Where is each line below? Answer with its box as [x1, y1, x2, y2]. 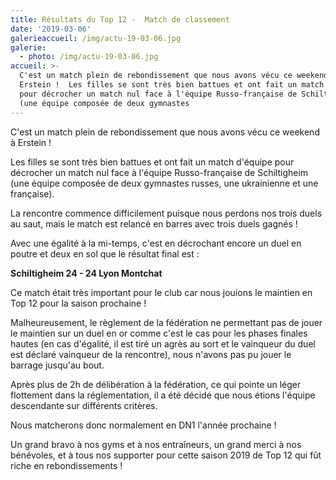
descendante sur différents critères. [10, 399, 158, 411]
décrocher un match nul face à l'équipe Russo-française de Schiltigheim [10, 166, 309, 178]
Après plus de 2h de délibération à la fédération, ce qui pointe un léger [10, 378, 302, 390]
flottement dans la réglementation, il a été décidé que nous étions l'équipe [10, 389, 316, 401]
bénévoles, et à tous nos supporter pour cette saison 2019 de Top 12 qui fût [10, 449, 322, 461]
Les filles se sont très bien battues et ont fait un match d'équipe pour [10, 156, 295, 168]
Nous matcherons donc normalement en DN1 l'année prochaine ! [10, 419, 277, 431]
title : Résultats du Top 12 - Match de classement [10, 14, 230, 25]
